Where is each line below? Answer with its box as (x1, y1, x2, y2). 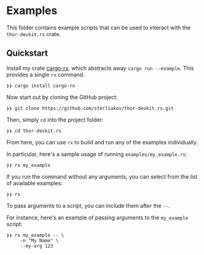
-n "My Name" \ (20, 237, 59, 243)
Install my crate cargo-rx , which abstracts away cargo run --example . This (6, 64, 194, 72)
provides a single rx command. (6, 71, 85, 78)
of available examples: (6, 179, 63, 187)
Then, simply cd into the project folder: (6, 116, 104, 123)
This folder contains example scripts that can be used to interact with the (6, 24, 191, 31)
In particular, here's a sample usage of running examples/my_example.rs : (6, 150, 187, 158)
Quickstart (6, 48, 48, 59)
